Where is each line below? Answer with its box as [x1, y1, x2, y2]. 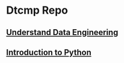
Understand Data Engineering [6, 27, 119, 37]
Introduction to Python [6, 47, 92, 57]
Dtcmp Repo [6, 4, 68, 17]
